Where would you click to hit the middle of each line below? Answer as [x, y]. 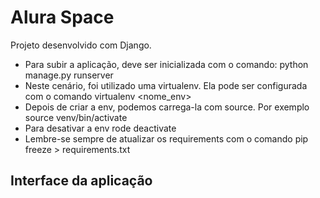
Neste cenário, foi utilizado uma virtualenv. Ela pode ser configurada [166, 85]
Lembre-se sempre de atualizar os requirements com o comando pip [166, 138]
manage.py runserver [69, 75]
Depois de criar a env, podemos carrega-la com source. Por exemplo [167, 107]
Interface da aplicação [81, 181]
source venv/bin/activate [76, 117]
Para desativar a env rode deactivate [100, 128]
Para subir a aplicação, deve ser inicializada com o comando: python [166, 64]
